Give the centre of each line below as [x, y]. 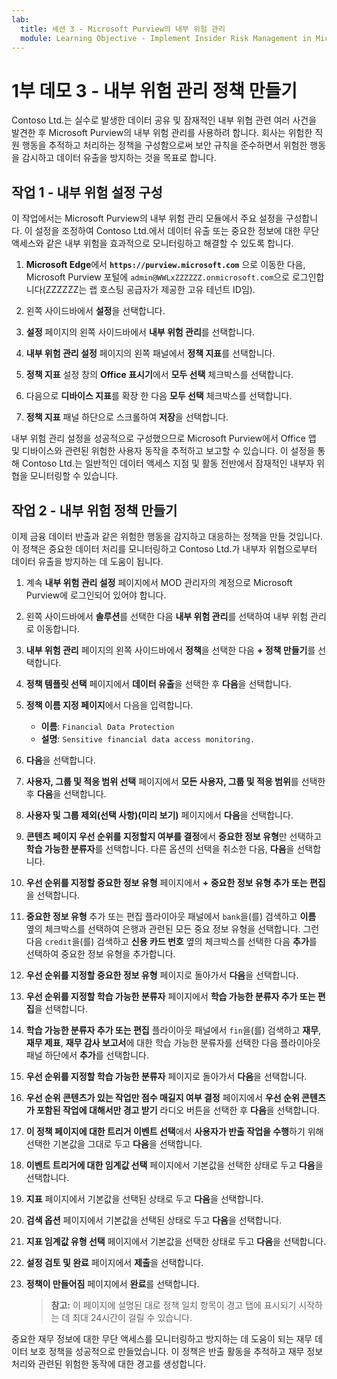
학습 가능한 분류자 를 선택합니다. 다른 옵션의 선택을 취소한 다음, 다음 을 [160, 848]
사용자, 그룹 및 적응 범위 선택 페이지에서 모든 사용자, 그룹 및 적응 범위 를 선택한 [175, 781]
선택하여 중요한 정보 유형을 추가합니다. [100, 953]
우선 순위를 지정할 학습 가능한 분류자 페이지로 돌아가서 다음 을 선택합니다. [166, 1076]
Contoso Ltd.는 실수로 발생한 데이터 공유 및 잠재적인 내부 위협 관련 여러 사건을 [164, 120]
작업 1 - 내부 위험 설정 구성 [87, 192]
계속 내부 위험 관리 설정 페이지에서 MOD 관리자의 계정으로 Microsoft [159, 582]
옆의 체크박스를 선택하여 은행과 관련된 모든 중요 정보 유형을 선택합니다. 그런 [172, 928]
